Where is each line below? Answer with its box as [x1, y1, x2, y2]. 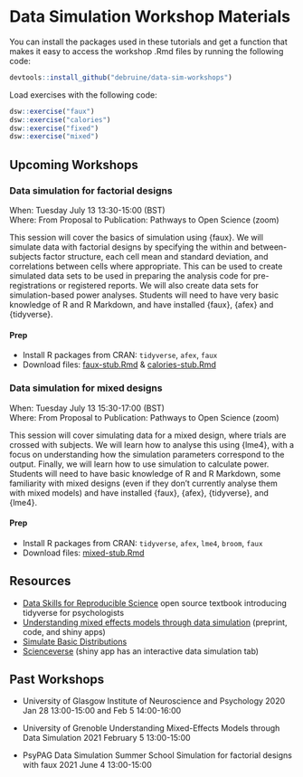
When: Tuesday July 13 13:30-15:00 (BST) [9, 205, 166, 215]
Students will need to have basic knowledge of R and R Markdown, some [9, 468, 281, 479]
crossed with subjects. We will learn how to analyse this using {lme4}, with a [9, 439, 295, 450]
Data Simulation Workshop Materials [9, 6, 291, 27]
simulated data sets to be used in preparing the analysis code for [9, 270, 251, 281]
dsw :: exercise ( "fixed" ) [9, 124, 99, 133]
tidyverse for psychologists [22, 607, 125, 618]
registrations [9, 280, 57, 290]
